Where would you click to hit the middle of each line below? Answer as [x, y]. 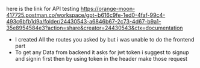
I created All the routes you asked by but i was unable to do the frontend [105, 39]
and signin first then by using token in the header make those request [101, 59]
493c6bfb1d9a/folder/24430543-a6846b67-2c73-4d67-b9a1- [84, 21]
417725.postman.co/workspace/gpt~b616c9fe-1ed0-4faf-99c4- [86, 15]
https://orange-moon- [108, 9]
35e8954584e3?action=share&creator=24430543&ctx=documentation [95, 28]
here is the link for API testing [43, 9]
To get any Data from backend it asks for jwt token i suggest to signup [102, 52]
